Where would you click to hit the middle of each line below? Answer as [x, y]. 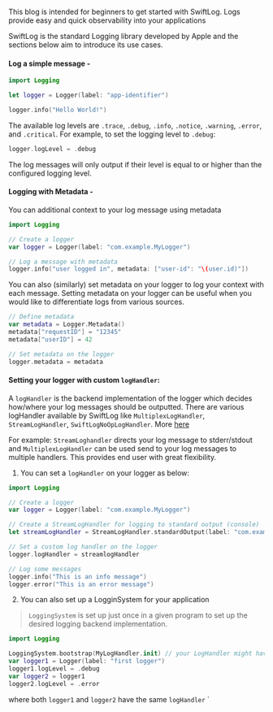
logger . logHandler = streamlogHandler [74, 554]
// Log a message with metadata [63, 262]
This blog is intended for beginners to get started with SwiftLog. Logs [125, 12]
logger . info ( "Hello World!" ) [58, 110]
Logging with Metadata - [51, 192]
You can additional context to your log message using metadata [115, 210]
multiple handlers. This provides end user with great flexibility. [113, 457]
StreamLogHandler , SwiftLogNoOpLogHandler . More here [99, 424]
